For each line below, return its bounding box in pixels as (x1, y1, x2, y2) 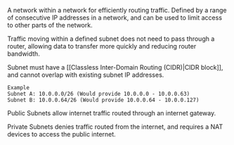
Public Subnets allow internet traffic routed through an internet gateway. (7, 109, 216, 117)
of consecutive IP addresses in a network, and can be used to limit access (7, 13, 223, 22)
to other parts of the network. (7, 21, 93, 29)
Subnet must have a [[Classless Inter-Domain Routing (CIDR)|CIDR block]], (7, 63, 223, 71)
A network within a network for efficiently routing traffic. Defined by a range (7, 6, 227, 14)
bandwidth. (7, 49, 40, 58)
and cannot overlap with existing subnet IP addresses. (7, 70, 164, 79)
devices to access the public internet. (7, 130, 116, 138)
